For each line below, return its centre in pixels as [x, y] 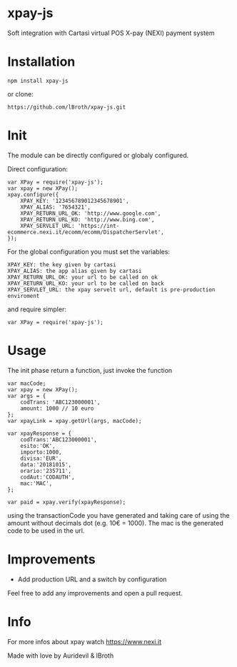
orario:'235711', [46, 471]
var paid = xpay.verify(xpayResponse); [67, 502]
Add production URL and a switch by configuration [92, 579]
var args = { [27, 396]
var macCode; [27, 383]
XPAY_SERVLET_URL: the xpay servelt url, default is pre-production [111, 290]
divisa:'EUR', [41, 458]
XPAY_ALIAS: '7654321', [56, 207]
